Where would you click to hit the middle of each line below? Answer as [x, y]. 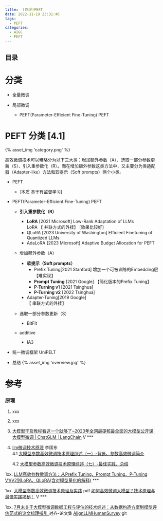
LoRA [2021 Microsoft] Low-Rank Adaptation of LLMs [80, 222]
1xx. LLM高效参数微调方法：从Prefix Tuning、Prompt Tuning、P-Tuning [76, 474]
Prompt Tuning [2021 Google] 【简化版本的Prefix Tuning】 [93, 282]
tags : [10, 19]
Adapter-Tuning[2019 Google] [56, 298]
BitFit [32, 323]
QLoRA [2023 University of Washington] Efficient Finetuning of [90, 233]
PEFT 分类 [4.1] [35, 136]
